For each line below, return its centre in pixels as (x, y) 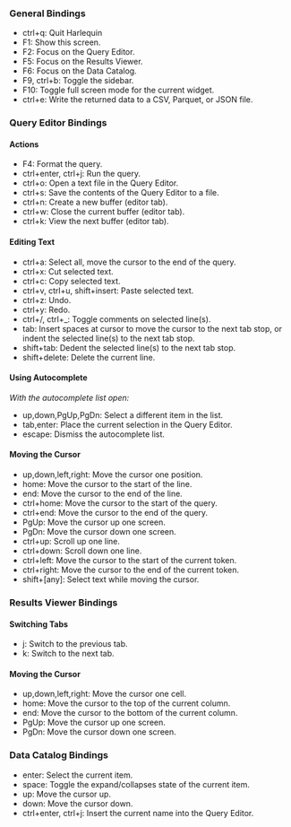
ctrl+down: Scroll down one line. (82, 551)
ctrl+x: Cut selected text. (68, 271)
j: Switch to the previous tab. (75, 644)
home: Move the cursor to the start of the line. (107, 484)
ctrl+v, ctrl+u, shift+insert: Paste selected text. (108, 291)
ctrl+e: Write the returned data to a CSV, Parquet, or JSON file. (137, 100)
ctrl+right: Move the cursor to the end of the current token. (131, 570)
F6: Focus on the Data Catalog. (79, 71)
